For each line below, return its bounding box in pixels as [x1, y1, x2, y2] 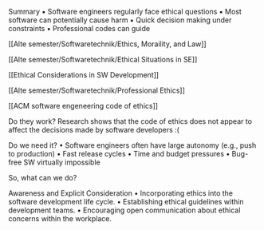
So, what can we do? [8, 173, 77, 182]
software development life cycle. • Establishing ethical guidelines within [8, 197, 244, 206]
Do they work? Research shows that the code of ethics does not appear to [8, 117, 253, 126]
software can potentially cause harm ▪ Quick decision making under [8, 15, 232, 25]
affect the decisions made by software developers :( [8, 125, 179, 134]
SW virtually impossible [23, 157, 101, 167]
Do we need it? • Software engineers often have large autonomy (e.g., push [8, 141, 257, 150]
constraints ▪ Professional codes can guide [8, 24, 150, 33]
